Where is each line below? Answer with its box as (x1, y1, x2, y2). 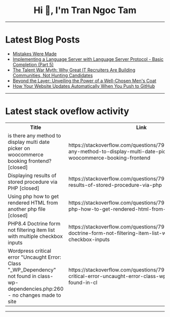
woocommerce (8, 151, 44, 158)
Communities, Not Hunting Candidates (12, 72, 93, 78)
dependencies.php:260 (8, 285, 64, 292)
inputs (8, 239, 23, 246)
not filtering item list (8, 226, 55, 233)
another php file (8, 205, 46, 212)
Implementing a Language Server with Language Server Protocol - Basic (12, 56, 164, 62)
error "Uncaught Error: (8, 253, 62, 260)
